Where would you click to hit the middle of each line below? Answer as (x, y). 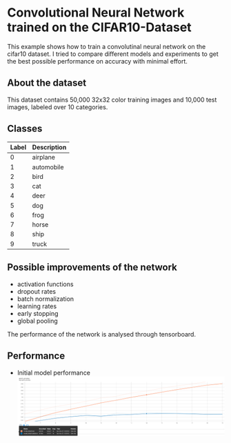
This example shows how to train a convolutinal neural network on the (107, 46)
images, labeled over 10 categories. (58, 107)
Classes (25, 129)
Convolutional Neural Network (96, 13)
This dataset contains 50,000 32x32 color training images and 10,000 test (112, 100)
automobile (48, 167)
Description (49, 147)
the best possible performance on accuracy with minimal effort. (98, 61)
